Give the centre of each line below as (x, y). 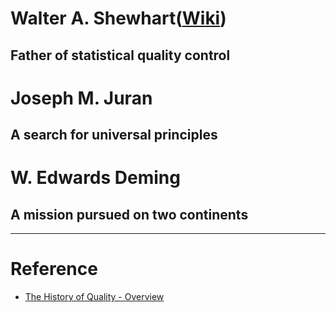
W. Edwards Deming (95, 178)
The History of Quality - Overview (94, 297)
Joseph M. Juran (81, 98)
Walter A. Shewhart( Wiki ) (118, 18)
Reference (54, 269)
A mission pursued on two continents (129, 214)
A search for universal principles (114, 135)
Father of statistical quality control (120, 55)
